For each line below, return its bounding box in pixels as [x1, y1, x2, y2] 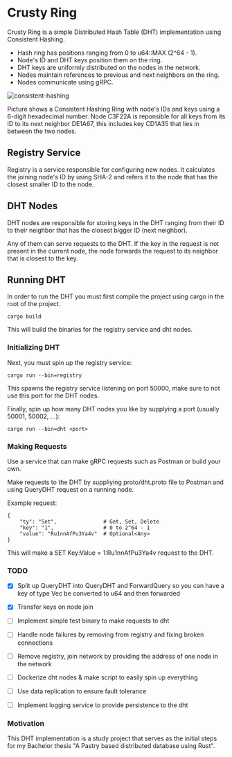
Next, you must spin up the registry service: [7, 358, 132, 366]
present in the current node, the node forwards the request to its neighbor [7, 247, 218, 255]
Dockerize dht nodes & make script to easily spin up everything [17, 673, 198, 682]
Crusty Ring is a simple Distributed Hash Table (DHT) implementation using [7, 28, 222, 36]
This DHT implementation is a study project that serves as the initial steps [7, 734, 217, 742]
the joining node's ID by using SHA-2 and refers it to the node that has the [7, 172, 218, 181]
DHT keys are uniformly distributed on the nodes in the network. [17, 63, 201, 71]
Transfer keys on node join [17, 603, 93, 611]
